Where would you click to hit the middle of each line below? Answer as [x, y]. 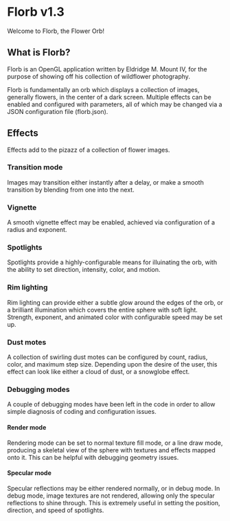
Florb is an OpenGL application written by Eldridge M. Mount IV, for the [107, 69]
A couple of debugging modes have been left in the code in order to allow [111, 404]
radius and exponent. [37, 230]
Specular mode [29, 473]
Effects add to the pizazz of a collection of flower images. [89, 150]
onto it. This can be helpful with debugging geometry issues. [93, 457]
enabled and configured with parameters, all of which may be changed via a [115, 104]
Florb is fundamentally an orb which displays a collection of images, [103, 89]
